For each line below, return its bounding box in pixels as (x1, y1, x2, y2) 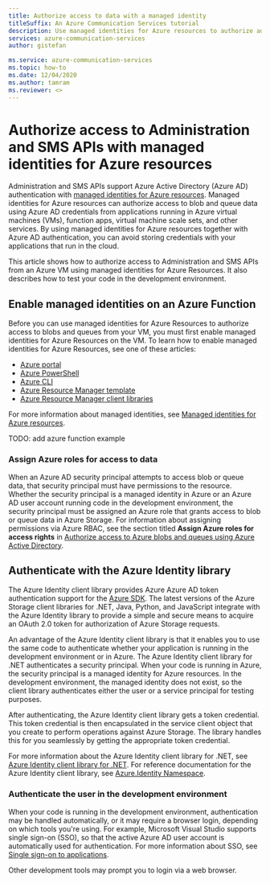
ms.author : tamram (8, 78, 70, 87)
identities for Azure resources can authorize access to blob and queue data (8, 199, 259, 208)
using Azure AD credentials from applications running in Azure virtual (8, 207, 238, 217)
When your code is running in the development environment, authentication (8, 807, 259, 816)
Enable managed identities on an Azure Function (8, 297, 256, 310)
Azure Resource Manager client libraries (19, 394, 153, 404)
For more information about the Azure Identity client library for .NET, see (8, 751, 248, 761)
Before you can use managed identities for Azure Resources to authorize (8, 318, 249, 328)
